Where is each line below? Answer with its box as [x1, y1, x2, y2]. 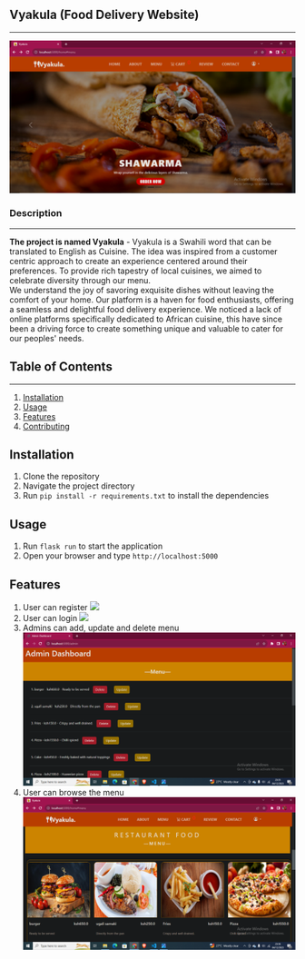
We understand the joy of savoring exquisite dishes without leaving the [9, 284, 275, 295]
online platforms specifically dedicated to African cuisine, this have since [9, 313, 283, 324]
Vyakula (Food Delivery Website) [9, 7, 200, 23]
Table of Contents [9, 359, 113, 375]
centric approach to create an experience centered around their [9, 255, 248, 266]
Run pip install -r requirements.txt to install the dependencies [22, 490, 270, 501]
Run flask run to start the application [22, 540, 163, 552]
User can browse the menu [22, 786, 124, 797]
